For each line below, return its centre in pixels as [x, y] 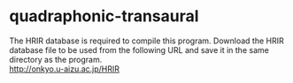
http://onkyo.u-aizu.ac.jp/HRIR [65, 69]
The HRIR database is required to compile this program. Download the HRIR [147, 41]
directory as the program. [56, 59]
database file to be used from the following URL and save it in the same [139, 49]
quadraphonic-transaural [104, 16]
